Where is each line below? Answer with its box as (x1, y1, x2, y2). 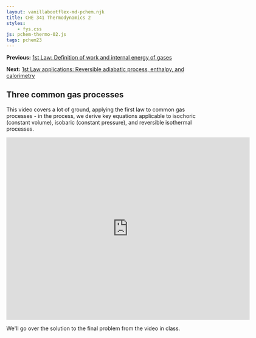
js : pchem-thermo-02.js (6, 32, 67, 38)
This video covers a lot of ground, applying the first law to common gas (6, 106, 185, 113)
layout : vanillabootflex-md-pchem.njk (6, 9, 105, 15)
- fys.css (17, 26, 43, 32)
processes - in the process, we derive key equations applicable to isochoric (6, 112, 196, 119)
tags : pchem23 (6, 37, 43, 43)
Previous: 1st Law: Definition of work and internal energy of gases (6, 54, 172, 61)
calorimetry (6, 72, 35, 79)
